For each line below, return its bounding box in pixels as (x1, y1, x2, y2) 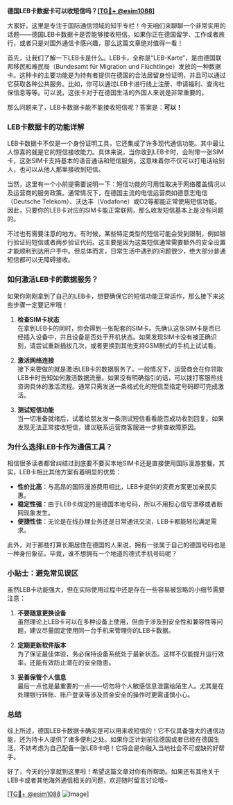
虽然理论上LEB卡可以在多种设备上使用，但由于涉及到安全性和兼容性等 (17, 617, 217, 626)
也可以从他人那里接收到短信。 (19, 165, 105, 174)
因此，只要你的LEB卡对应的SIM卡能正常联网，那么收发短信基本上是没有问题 (7, 206, 224, 215)
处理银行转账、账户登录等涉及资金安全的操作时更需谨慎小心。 (17, 690, 194, 699)
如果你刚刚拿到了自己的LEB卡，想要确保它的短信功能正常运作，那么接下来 (7, 292, 219, 300)
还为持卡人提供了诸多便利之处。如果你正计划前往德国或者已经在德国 (19, 736, 214, 744)
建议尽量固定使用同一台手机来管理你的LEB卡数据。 (29, 626, 175, 635)
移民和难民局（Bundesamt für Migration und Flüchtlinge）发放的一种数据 (12, 63, 222, 70)
